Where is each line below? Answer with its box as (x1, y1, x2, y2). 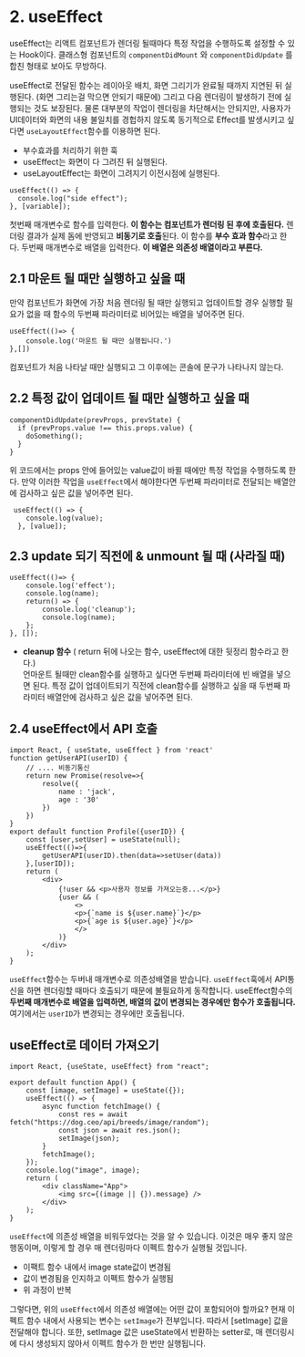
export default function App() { (9, 1078, 137, 1087)
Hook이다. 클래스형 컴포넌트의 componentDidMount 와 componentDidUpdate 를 (18, 48, 293, 60)
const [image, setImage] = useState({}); (25, 1086, 185, 1095)
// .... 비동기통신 (25, 763, 90, 772)
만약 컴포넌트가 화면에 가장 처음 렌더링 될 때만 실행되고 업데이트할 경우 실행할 (9, 296, 284, 307)
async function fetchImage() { (42, 1102, 161, 1111)
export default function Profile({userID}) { (9, 827, 185, 836)
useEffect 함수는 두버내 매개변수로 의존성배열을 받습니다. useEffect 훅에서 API (9, 974, 289, 985)
